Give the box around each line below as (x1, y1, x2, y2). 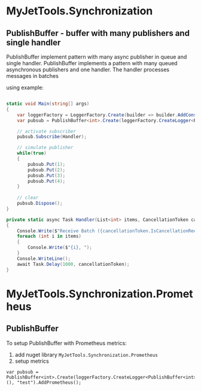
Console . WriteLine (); (17, 256, 71, 262)
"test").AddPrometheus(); (17, 379, 82, 386)
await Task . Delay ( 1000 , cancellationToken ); (17, 261, 130, 267)
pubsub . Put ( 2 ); (28, 166, 66, 173)
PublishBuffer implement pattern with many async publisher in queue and (6, 53, 187, 60)
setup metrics (14, 357, 49, 365)
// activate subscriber (17, 128, 77, 134)
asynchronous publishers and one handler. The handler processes (6, 66, 169, 73)
